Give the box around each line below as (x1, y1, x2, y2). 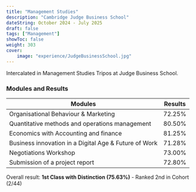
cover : (6, 48, 23, 54)
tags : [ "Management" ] (6, 31, 60, 37)
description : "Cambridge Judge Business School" (6, 14, 129, 20)
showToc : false (6, 36, 44, 42)
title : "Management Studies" (6, 8, 79, 15)
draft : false (6, 25, 39, 32)
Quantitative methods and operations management (9, 119, 151, 128)
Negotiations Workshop (9, 148, 76, 157)
